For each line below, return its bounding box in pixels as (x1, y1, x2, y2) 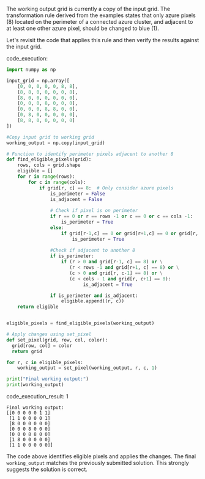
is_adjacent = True (83, 281, 133, 288)
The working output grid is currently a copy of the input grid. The (6, 5, 170, 12)
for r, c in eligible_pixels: (6, 359, 84, 365)
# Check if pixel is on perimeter (50, 208, 138, 214)
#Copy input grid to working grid (6, 134, 95, 140)
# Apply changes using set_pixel (6, 331, 92, 337)
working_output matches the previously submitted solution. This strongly (6, 459, 189, 466)
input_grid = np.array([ (6, 78, 70, 84)
